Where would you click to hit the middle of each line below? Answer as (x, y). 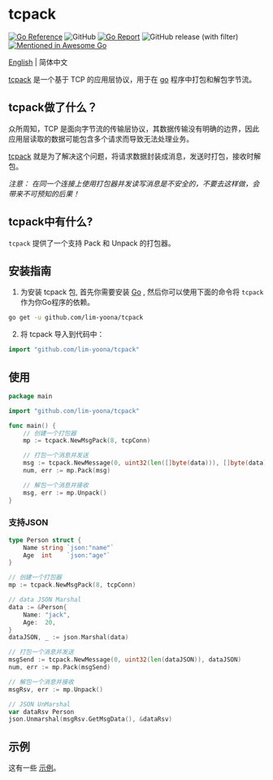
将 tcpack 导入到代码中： (62, 334)
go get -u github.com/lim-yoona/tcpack (76, 318)
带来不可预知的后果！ (44, 194)
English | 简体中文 (38, 62)
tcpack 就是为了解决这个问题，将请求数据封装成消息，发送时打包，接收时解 (135, 156)
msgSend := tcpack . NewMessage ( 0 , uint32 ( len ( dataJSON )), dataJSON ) (125, 660)
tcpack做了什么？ (53, 108)
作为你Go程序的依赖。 (57, 303)
